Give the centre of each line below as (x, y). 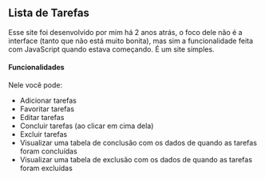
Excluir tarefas (44, 134)
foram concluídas (48, 151)
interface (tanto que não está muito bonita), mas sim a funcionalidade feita (131, 41)
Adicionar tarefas (48, 101)
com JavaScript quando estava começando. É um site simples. (111, 49)
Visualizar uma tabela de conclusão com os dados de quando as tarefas (138, 143)
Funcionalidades (37, 68)
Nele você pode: (36, 85)
